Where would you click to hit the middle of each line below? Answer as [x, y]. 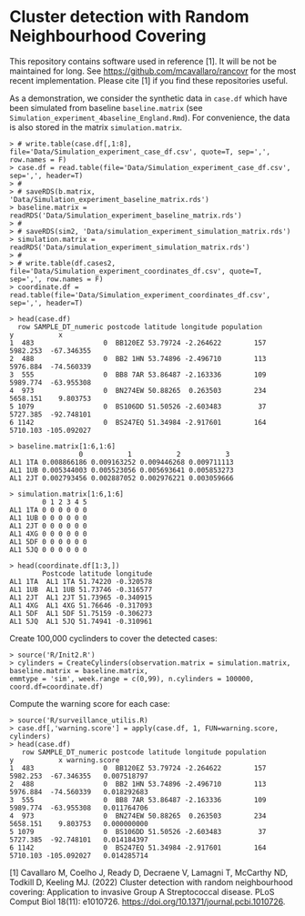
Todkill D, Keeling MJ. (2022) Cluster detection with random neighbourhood [151, 882]
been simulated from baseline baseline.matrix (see [106, 107]
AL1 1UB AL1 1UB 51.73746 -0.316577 [81, 589]
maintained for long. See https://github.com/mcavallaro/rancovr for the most [153, 71]
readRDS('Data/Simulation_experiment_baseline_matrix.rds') [126, 216]
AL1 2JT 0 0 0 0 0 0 [49, 526]
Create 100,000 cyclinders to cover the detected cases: [114, 638]
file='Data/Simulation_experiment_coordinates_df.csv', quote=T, [136, 271]
